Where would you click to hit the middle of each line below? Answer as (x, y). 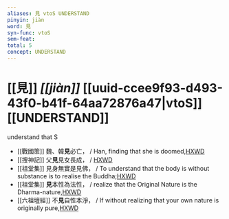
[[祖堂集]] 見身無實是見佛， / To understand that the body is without (113, 168)
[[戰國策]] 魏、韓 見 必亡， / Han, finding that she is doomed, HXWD (111, 151)
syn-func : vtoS (29, 33)
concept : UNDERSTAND (37, 52)
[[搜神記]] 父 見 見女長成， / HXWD (65, 160)
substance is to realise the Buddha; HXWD (76, 176)
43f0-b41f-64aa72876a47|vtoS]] (105, 103)
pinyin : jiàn (26, 20)
